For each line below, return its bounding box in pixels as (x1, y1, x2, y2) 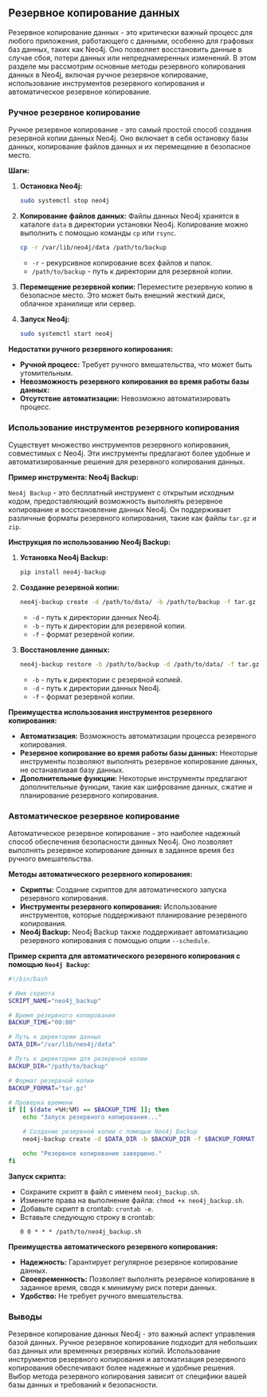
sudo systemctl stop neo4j (19, 197, 110, 205)
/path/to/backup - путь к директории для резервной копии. (31, 266, 234, 276)
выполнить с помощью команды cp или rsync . (19, 227, 177, 238)
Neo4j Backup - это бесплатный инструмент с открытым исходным (8, 488, 234, 498)
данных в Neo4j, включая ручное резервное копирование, (8, 69, 209, 79)
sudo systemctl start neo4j (19, 330, 113, 337)
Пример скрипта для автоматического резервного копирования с (8, 951, 241, 961)
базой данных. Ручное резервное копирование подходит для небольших (8, 1338, 257, 1347)
